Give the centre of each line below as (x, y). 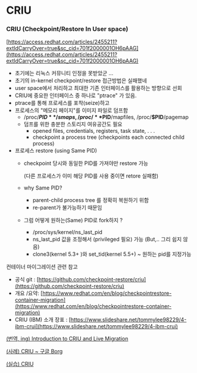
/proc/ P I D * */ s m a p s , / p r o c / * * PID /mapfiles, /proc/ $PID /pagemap (106, 117)
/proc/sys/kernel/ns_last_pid (68, 232)
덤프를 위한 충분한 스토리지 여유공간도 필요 (73, 124)
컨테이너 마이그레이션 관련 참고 (42, 267)
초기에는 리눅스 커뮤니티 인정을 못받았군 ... (64, 73)
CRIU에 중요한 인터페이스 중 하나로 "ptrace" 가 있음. (76, 95)
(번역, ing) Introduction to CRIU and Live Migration (67, 339)
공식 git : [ (27, 279)
